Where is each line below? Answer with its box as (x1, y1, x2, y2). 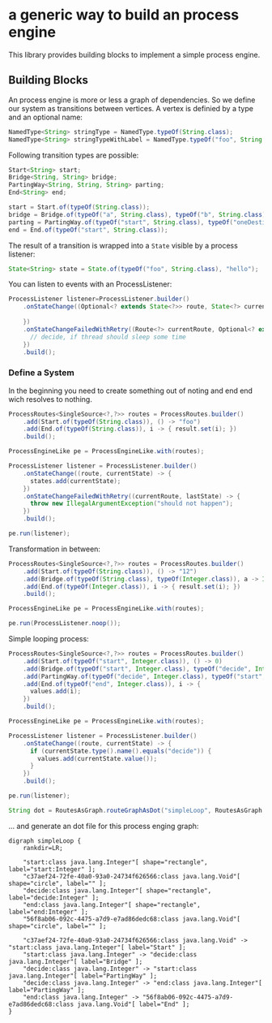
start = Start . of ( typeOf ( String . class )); (8, 203, 151, 211)
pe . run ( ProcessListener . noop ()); (8, 619, 121, 628)
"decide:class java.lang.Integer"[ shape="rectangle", (23, 887, 212, 895)
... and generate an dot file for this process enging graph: (8, 821, 199, 831)
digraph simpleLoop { (8, 836, 82, 845)
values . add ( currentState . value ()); (37, 754, 158, 762)
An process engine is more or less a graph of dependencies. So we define (8, 95, 256, 105)
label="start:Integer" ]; (8, 865, 96, 874)
